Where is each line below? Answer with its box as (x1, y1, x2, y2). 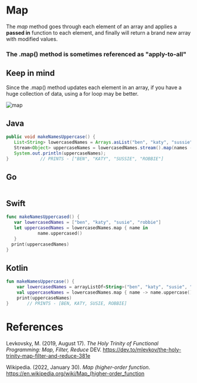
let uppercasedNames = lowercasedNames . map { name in (13, 225, 148, 231)
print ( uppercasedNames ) (11, 241, 69, 247)
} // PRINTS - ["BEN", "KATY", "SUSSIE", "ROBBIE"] (6, 156, 164, 162)
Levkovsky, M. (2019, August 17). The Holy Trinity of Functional (6, 340, 159, 347)
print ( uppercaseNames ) (16, 295, 72, 301)
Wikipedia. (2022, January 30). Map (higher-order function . (6, 364, 151, 371)
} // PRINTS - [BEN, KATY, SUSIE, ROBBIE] (6, 300, 127, 306)
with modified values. (6, 35, 58, 42)
